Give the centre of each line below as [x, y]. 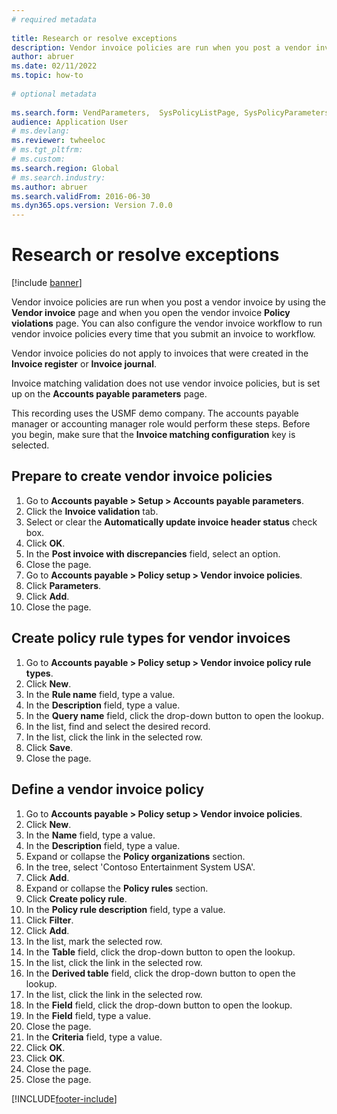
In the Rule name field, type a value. [100, 694]
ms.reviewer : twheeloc [58, 141]
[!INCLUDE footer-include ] [64, 1098]
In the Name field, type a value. [90, 835]
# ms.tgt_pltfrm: [47, 150]
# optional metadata [54, 94]
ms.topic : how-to [47, 76]
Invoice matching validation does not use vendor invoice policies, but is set [166, 383]
